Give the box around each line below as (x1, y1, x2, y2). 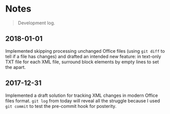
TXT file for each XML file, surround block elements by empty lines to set (5, 59, 159, 65)
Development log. (17, 20, 55, 26)
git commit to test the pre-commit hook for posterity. (5, 103, 116, 109)
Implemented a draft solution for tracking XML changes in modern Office (5, 92, 158, 98)
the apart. (5, 64, 26, 70)
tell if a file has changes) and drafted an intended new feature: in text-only (5, 53, 161, 59)
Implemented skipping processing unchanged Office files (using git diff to (5, 48, 165, 54)
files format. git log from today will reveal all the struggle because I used (5, 97, 160, 104)
